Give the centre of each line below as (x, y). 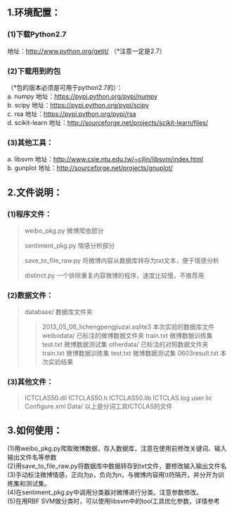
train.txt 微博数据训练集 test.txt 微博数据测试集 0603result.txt (130, 353)
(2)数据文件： (31, 295)
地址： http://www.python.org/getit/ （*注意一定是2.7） (87, 51)
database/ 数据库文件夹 (58, 312)
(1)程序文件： (30, 214)
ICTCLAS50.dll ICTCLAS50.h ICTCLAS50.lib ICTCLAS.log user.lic (118, 398)
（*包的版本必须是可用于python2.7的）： (65, 87)
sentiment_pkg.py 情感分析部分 (70, 245)
